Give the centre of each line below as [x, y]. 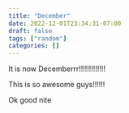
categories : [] [34, 46]
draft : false [30, 31]
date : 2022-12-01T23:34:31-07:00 [65, 23]
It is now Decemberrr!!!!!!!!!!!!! [57, 69]
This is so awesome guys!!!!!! [57, 85]
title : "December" [39, 16]
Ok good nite [30, 100]
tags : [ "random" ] [38, 38]
